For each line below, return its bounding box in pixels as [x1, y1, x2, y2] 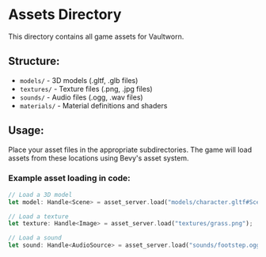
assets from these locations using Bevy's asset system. [8, 153, 189, 163]
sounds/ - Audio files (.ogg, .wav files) [19, 93, 144, 102]
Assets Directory [8, 6, 122, 24]
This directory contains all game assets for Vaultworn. [8, 32, 184, 41]
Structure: [8, 55, 60, 68]
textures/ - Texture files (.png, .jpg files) [19, 84, 153, 93]
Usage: [8, 124, 45, 138]
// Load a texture [8, 212, 69, 221]
